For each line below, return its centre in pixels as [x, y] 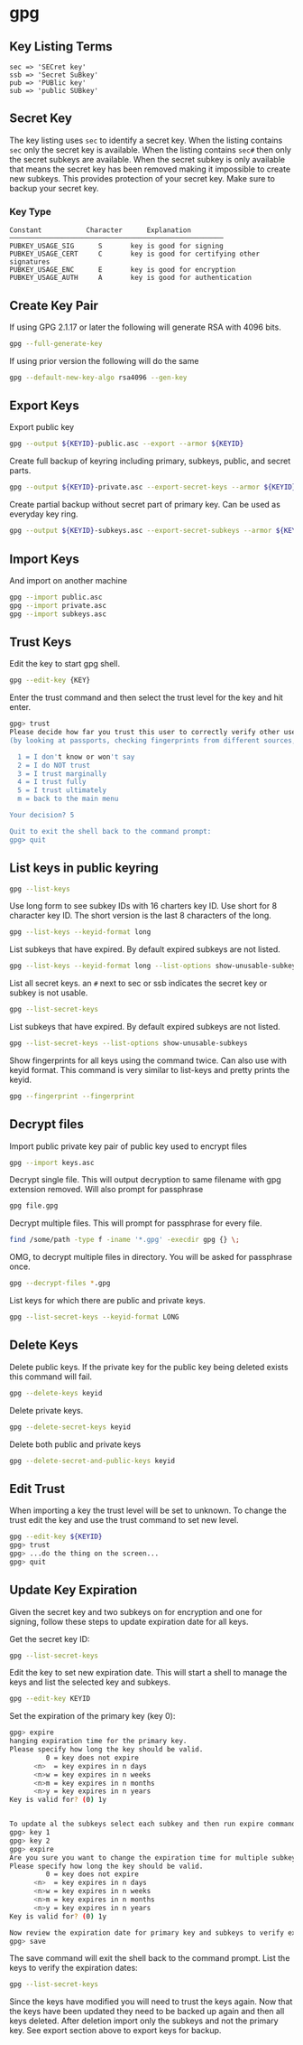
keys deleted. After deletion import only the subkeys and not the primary [144, 2021]
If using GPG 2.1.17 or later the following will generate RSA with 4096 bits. [145, 327]
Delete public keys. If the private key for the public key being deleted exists [149, 1367]
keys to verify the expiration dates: [73, 1968]
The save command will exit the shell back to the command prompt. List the [150, 1958]
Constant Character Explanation [101, 230]
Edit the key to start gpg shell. [64, 664]
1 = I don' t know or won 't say [76, 757]
